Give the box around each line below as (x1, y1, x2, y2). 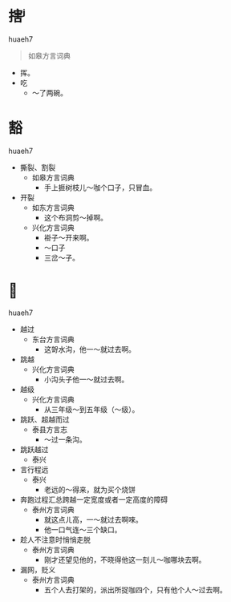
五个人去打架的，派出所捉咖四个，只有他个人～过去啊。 (43, 584, 227, 594)
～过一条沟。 (43, 434, 87, 444)
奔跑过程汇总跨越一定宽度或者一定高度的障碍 (19, 495, 168, 504)
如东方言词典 (31, 202, 75, 212)
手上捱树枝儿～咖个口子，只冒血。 (43, 182, 157, 192)
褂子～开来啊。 (43, 232, 94, 242)
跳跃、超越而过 (19, 414, 70, 424)
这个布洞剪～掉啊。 (43, 212, 108, 222)
